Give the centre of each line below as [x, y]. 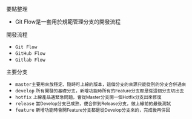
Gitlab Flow [30, 60]
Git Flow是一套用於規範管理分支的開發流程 [68, 22]
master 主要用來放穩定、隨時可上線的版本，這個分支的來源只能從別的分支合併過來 [101, 85]
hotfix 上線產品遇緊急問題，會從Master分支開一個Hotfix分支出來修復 [88, 97]
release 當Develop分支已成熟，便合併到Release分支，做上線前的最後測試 [93, 104]
